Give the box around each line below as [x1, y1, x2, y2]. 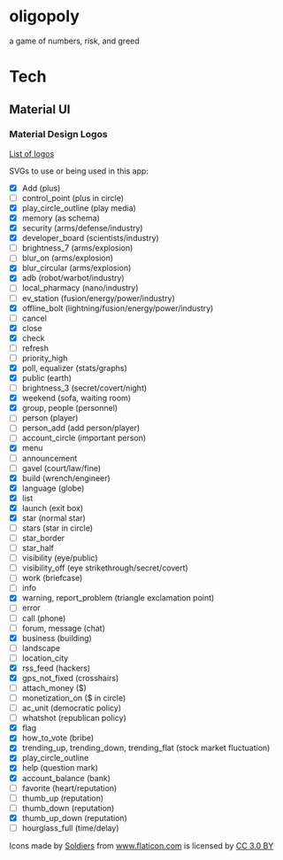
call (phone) [21, 613, 66, 624]
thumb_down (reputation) [21, 802, 115, 813]
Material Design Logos [9, 128, 108, 141]
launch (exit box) [21, 502, 84, 513]
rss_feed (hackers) [21, 662, 91, 673]
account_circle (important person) [21, 432, 147, 444]
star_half [21, 543, 55, 554]
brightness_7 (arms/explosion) [21, 243, 134, 253]
